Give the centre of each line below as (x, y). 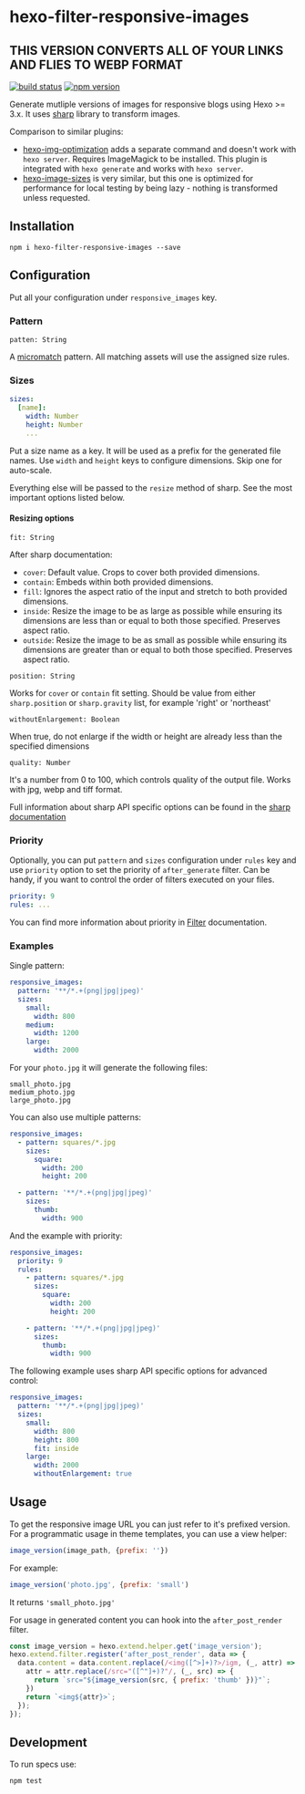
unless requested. (56, 197)
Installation (42, 227)
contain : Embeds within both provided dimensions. (118, 582)
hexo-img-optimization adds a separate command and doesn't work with (159, 149)
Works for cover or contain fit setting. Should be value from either (133, 693)
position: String (42, 676)
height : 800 (56, 1440)
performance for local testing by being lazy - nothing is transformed (150, 188)
